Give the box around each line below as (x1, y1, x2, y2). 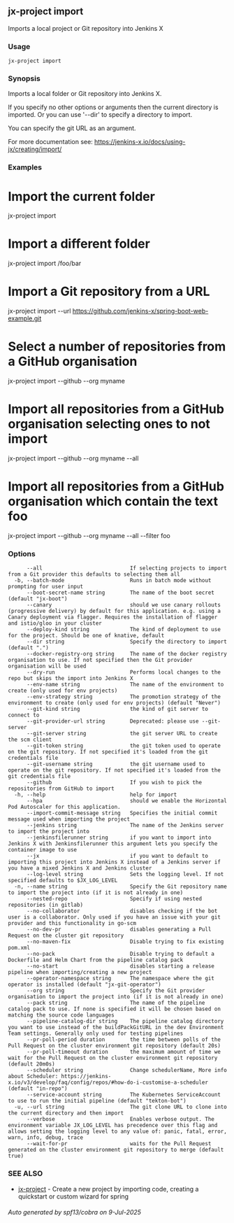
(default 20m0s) (8, 1061, 55, 1068)
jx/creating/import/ (8, 145, 62, 153)
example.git (8, 314, 42, 323)
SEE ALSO (8, 1168, 43, 1178)
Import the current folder (8, 188, 156, 204)
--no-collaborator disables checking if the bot (26, 907, 218, 915)
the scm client (8, 736, 52, 744)
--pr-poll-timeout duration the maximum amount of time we (26, 1049, 221, 1056)
